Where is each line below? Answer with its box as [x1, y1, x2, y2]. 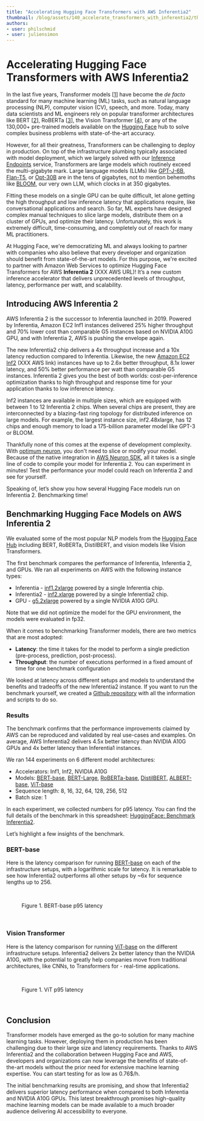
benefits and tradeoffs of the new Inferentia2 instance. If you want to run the [6, 682, 198, 690]
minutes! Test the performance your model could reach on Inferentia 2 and [6, 467, 193, 474]
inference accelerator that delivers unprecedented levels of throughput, [6, 275, 185, 282]
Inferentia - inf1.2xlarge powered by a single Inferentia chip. [15, 584, 165, 591]
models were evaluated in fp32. [6, 615, 86, 622]
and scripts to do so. [6, 696, 58, 703]
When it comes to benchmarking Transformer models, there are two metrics [6, 627, 197, 634]
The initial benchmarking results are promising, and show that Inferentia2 [6, 1082, 189, 1089]
